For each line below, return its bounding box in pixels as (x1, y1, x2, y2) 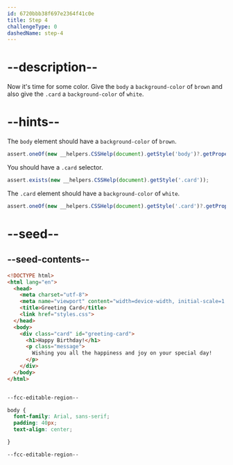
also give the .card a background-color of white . (7, 90, 144, 98)
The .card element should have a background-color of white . (7, 189, 180, 197)
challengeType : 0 (7, 23, 58, 30)
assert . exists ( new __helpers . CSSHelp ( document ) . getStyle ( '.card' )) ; (7, 177, 209, 183)
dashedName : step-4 (7, 29, 64, 37)
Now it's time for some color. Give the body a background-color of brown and (7, 83, 223, 91)
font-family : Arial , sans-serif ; (13, 413, 110, 421)
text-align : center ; (13, 426, 73, 433)
